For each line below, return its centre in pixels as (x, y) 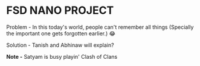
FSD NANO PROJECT (60, 10)
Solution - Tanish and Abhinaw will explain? (60, 45)
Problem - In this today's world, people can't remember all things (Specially (100, 27)
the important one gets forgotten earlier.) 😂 (61, 33)
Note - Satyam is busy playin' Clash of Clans (62, 56)
